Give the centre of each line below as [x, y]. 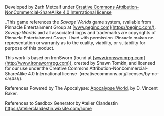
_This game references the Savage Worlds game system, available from [78, 22]
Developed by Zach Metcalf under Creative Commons [60, 7]
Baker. [12, 94]
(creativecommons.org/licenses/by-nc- [119, 73]
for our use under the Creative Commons [47, 68]
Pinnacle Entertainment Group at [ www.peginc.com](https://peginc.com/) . [81, 27]
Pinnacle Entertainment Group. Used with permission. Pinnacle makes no [79, 38]
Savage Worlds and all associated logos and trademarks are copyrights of [81, 32]
